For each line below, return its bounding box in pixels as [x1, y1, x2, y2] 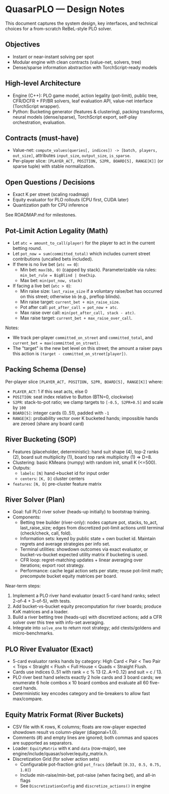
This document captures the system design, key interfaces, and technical [5, 20, 158, 26]
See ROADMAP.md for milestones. [5, 212, 77, 218]
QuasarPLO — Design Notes [5, 4, 125, 15]
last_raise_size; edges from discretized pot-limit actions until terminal [20, 525, 164, 531]
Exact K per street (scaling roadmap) [12, 191, 89, 197]
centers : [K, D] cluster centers [20, 475, 85, 482]
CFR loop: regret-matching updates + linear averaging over [20, 557, 143, 563]
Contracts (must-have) [5, 134, 79, 142]
